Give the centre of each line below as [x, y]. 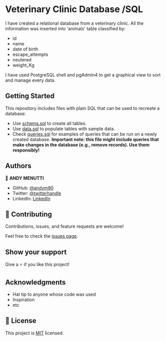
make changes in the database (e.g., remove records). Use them [81, 145]
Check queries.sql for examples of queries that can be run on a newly [85, 134]
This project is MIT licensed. [34, 333]
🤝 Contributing [29, 214]
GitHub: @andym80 [33, 188]
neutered [22, 59]
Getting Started [30, 96]
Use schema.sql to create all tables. [50, 123]
